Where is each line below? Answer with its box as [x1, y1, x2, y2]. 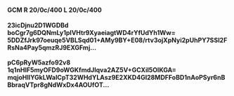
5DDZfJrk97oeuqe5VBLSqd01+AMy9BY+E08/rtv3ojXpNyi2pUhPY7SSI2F [7, 36, 228, 45]
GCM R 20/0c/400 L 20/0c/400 [7, 6, 102, 14]
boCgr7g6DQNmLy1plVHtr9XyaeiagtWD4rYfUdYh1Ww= [7, 29, 176, 37]
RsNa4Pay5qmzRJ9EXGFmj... [7, 43, 97, 52]
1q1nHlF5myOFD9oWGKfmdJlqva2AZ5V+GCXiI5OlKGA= [7, 66, 177, 74]
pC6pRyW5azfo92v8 [7, 58, 71, 67]
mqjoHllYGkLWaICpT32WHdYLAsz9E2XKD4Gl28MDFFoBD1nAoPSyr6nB [7, 74, 226, 82]
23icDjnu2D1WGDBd [7, 21, 69, 29]
